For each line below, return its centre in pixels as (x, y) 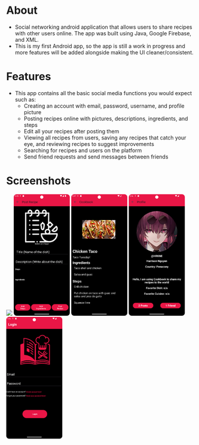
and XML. (27, 39)
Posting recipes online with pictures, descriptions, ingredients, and (106, 118)
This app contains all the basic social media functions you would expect (103, 93)
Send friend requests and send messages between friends (96, 157)
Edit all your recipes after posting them (71, 131)
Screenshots (39, 181)
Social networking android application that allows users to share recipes (103, 27)
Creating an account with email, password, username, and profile (104, 106)
